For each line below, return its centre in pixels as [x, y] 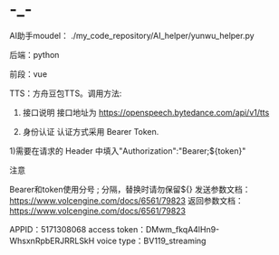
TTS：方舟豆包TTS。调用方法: [66, 93]
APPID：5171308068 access [63, 229]
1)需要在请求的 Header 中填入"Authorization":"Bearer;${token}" [128, 151]
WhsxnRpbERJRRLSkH [52, 241]
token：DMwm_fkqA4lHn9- [168, 229]
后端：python [34, 54]
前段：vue [29, 74]
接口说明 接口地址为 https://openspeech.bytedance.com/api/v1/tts [146, 112]
